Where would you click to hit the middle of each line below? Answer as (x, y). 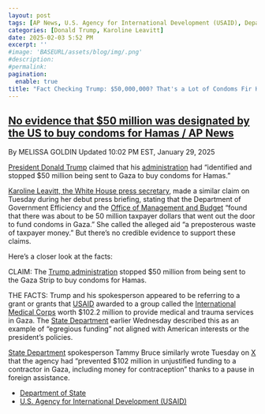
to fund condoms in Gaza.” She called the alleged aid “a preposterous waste (132, 225)
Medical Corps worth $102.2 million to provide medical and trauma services (131, 312)
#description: (32, 60)
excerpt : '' (28, 45)
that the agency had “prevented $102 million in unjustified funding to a (122, 361)
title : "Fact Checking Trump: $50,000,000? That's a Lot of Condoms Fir (130, 89)
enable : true (37, 81)
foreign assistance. (39, 378)
